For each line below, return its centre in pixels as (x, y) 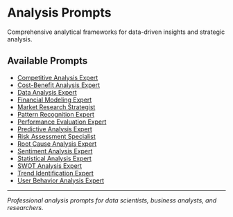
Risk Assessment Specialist (56, 136)
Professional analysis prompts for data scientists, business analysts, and (112, 200)
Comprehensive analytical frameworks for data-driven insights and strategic (116, 32)
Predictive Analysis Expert (54, 129)
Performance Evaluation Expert (62, 122)
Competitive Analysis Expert (58, 77)
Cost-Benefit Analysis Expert (59, 85)
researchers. (25, 207)
